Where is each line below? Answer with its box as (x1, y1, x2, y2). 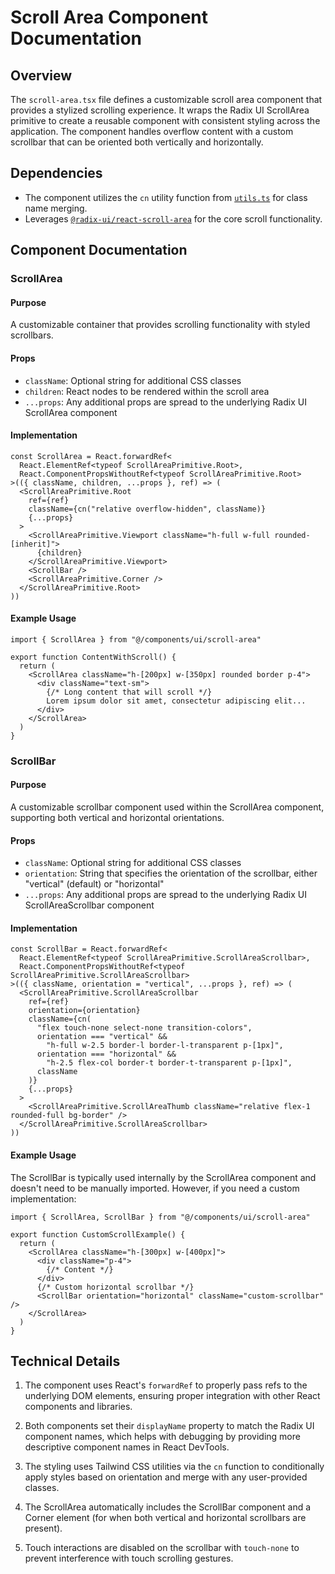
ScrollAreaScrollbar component (24, 899, 155, 911)
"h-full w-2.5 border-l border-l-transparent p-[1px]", (46, 1041, 284, 1051)
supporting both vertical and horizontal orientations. (10, 812, 225, 824)
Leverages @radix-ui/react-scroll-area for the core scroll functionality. (24, 212, 323, 225)
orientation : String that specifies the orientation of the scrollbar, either (24, 867, 318, 880)
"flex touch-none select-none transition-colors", (36, 1023, 253, 1033)
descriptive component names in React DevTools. (24, 1441, 230, 1453)
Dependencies (10, 165, 103, 182)
